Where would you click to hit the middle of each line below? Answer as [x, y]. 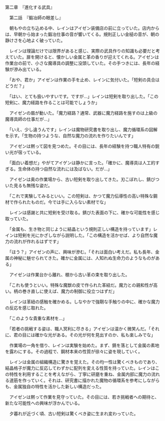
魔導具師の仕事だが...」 [29, 119]
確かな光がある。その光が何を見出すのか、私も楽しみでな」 [95, 335]
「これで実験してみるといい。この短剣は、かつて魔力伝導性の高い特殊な [81, 196]
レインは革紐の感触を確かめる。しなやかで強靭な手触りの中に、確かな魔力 [84, 302]
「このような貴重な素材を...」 [38, 318]
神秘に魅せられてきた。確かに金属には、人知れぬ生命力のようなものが [84, 258]
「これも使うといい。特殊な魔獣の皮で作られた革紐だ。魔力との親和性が [81, 285]
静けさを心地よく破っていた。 [35, 40]
